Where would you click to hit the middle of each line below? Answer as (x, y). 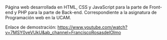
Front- (156, 7)
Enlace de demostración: (31, 27)
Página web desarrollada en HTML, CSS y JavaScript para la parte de (77, 7)
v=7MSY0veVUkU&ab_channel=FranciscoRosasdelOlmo (63, 32)
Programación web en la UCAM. (38, 18)
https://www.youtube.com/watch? (92, 27)
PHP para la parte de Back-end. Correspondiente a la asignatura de (87, 12)
